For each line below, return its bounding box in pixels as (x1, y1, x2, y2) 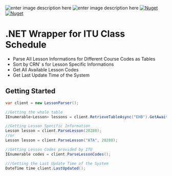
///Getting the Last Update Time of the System (5, 161, 109, 166)
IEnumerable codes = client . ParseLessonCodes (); (5, 152, 111, 157)
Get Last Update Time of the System (12, 72, 90, 78)
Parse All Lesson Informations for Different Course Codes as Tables (12, 56, 156, 62)
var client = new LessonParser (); (5, 100, 79, 106)
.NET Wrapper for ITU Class (5, 28, 125, 40)
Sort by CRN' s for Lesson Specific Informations (12, 61, 114, 67)
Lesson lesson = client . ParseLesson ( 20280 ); (5, 128, 102, 134)
